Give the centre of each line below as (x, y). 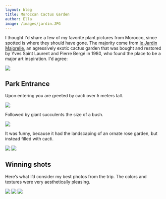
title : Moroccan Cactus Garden (37, 14)
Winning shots (28, 165)
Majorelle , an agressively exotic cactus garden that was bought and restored (83, 48)
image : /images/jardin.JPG (33, 24)
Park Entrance (28, 84)
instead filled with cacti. (29, 139)
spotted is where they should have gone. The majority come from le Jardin (81, 43)
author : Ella (19, 19)
